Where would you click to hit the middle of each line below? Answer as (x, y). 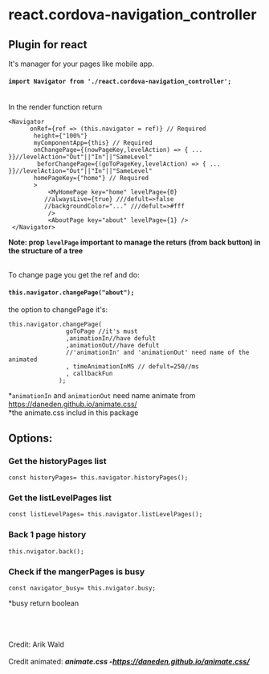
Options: (31, 438)
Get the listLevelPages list (60, 498)
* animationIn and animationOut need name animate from (102, 396)
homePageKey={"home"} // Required (91, 179)
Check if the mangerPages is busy (77, 571)
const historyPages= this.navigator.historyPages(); (98, 478)
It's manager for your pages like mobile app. (82, 64)
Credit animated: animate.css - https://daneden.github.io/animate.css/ (129, 661)
